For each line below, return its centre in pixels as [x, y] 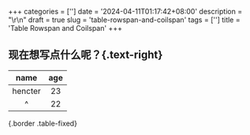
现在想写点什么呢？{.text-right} [86, 55]
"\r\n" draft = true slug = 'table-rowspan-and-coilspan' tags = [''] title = [124, 20]
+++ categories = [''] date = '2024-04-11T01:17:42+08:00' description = [125, 11]
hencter [26, 91]
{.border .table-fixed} [43, 123]
